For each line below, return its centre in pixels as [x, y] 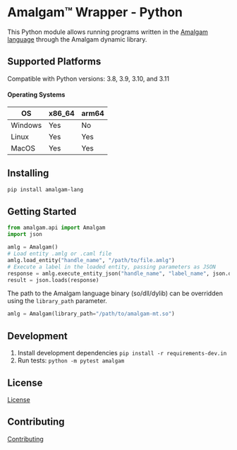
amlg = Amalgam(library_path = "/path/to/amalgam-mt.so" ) [91, 314]
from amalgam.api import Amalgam [56, 228]
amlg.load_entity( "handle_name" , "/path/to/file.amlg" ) [91, 260]
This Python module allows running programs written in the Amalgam [108, 32]
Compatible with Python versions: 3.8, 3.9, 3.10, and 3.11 [88, 78]
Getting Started [42, 212]
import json [25, 235]
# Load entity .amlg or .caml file [60, 254]
